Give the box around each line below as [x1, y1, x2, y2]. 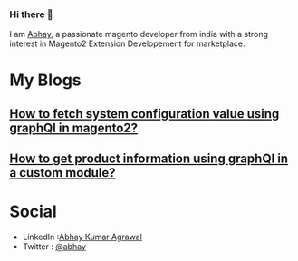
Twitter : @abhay [22, 241, 86, 252]
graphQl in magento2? [9, 120, 139, 135]
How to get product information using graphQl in [9, 151, 288, 167]
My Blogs [9, 70, 82, 91]
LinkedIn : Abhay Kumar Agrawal [22, 231, 143, 243]
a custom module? [9, 165, 116, 180]
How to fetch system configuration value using [9, 106, 280, 121]
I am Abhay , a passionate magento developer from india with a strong [9, 29, 269, 40]
